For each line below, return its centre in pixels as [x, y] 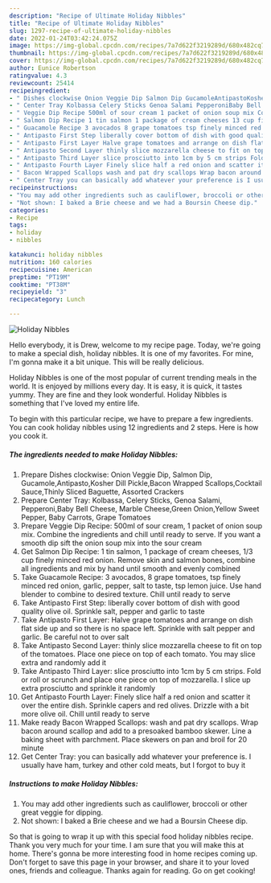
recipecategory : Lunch [47, 300]
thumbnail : [27, 53]
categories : [29, 210]
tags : [18, 225]
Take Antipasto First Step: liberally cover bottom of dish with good [130, 602]
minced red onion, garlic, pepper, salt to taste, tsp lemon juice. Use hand [141, 585]
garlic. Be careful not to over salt [75, 637]
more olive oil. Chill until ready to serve [85, 713]
